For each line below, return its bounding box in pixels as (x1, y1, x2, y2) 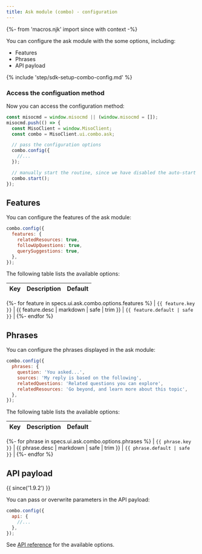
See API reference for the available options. (6, 541, 115, 549)
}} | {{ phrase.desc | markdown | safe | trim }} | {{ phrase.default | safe (6, 444, 191, 452)
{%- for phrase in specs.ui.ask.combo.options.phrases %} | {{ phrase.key (6, 438, 192, 445)
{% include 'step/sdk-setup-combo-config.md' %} (6, 73, 132, 81)
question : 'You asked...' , (17, 369, 85, 375)
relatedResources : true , (17, 237, 80, 243)
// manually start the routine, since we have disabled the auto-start (11, 170, 197, 176)
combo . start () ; (11, 175, 50, 182)
